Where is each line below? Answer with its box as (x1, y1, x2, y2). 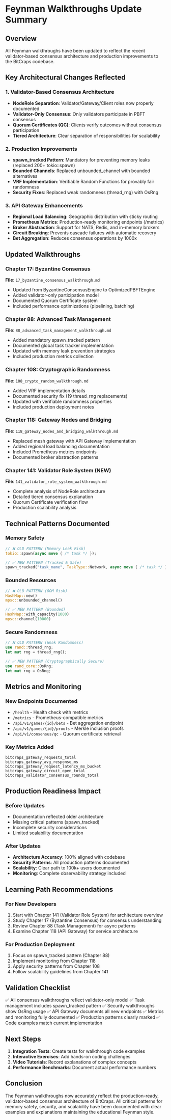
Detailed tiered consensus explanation (12, 494, 93, 500)
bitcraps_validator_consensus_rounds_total (5, 773, 99, 778)
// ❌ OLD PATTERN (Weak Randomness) (5, 640, 84, 645)
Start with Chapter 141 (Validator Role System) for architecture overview (12, 912, 163, 918)
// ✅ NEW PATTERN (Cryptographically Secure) (5, 659, 104, 664)
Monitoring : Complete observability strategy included (12, 870, 126, 877)
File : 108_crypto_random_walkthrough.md (5, 377, 89, 384)
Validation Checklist (5, 984, 71, 992)
